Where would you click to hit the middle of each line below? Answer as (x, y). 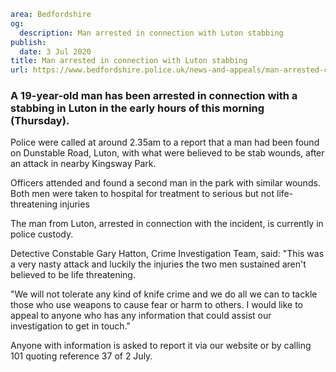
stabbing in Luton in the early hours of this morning (137, 108)
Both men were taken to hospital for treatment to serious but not (142, 194)
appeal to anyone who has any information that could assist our (141, 316)
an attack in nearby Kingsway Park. (83, 164)
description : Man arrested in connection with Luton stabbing (151, 33)
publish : (28, 42)
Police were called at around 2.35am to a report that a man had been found (165, 142)
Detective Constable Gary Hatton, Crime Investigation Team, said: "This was (167, 254)
